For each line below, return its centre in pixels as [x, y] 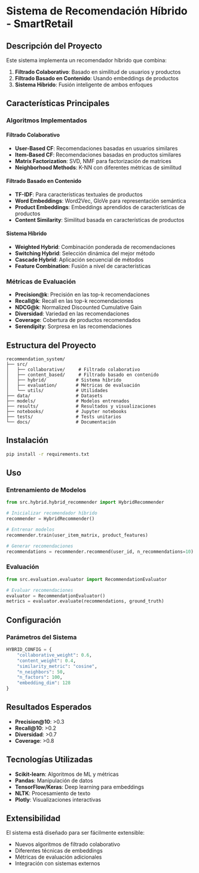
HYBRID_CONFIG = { [29, 650]
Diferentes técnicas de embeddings [59, 851]
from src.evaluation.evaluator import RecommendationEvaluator [87, 579]
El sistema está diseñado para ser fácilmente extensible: [75, 833]
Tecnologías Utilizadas [50, 760]
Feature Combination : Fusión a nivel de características [83, 266]
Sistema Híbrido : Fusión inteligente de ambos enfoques [84, 85]
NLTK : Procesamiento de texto [53, 793]
